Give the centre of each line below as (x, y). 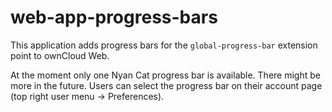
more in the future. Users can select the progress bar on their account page (166, 85)
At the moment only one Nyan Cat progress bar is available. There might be (165, 75)
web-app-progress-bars (114, 17)
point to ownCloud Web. (60, 55)
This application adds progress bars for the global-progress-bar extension (164, 45)
